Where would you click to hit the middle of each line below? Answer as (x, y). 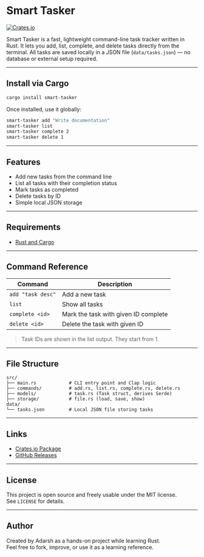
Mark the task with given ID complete (115, 314)
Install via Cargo (38, 84)
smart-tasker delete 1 (35, 138)
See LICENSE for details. (36, 501)
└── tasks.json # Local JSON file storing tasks (80, 410)
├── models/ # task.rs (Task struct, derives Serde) (89, 394)
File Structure (32, 364)
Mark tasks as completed (47, 189)
